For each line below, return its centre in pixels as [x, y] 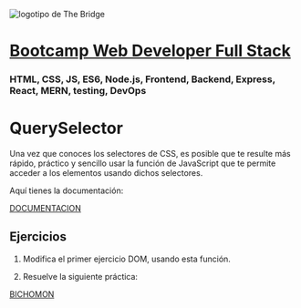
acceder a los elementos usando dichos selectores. [106, 173]
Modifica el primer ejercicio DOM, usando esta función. [126, 259]
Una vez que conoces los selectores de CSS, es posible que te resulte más [150, 154]
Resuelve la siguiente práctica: [80, 276]
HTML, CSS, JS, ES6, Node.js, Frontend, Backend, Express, [142, 79]
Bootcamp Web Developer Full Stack [150, 51]
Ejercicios [38, 237]
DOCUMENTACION [46, 209]
